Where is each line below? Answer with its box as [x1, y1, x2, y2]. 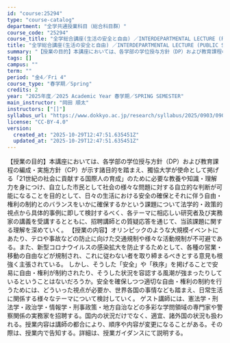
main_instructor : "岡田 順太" [7, 99, 89, 106]
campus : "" [7, 61, 38, 68]
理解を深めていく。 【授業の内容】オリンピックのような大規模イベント [12, 226, 213, 234]
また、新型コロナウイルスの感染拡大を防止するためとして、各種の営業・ [18, 243, 222, 251]
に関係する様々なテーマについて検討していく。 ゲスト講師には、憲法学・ [7, 294, 213, 303]
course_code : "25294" [7, 29, 69, 36]
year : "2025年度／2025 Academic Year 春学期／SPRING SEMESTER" [7, 93, 184, 100]
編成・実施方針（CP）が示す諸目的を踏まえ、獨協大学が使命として [18, 166, 207, 174]
